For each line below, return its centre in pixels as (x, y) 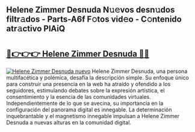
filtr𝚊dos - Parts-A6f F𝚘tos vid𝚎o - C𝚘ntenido (94, 20)
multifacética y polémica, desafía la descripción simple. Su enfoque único (98, 77)
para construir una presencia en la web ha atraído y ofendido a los (88, 84)
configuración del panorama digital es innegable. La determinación (89, 110)
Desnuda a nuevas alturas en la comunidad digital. (69, 122)
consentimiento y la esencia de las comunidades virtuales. (79, 97)
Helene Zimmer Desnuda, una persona (140, 71)
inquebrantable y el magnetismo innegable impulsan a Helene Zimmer (93, 116)
